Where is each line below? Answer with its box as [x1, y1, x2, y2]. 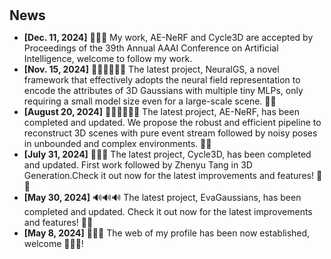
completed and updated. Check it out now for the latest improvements [23, 206, 313, 218]
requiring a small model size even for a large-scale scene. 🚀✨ [23, 95, 277, 107]
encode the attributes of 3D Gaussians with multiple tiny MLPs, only [23, 85, 304, 97]
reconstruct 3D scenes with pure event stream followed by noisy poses [23, 127, 318, 139]
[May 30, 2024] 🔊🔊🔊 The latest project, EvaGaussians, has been [23, 192, 302, 204]
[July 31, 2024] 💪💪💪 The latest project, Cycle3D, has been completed [23, 148, 312, 161]
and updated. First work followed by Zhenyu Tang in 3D [23, 159, 253, 171]
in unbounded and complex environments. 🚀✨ [23, 138, 212, 150]
